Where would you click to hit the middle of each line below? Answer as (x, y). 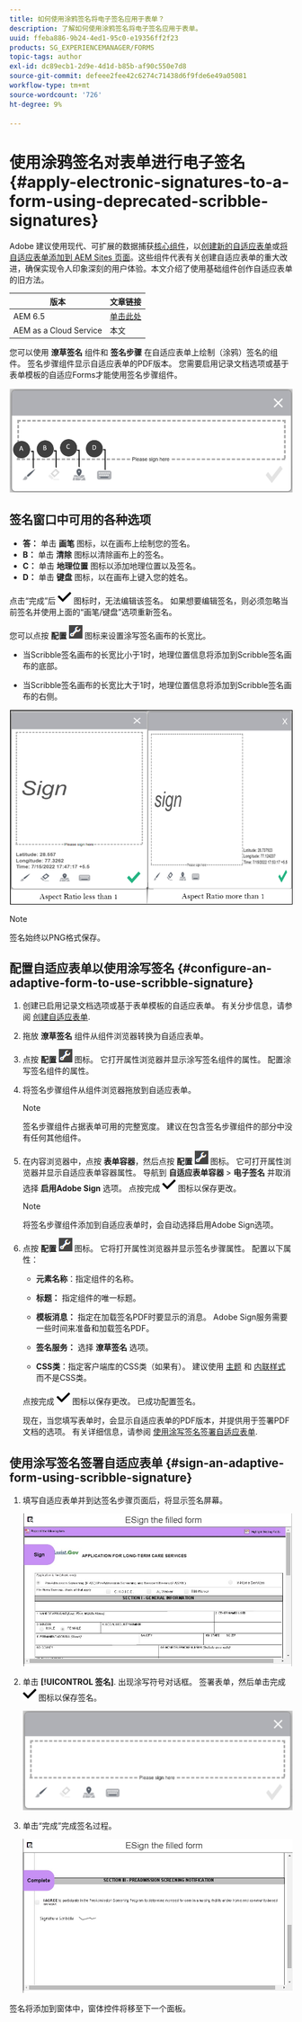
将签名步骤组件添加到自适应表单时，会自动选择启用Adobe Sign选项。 (150, 1225)
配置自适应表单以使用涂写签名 (92, 968)
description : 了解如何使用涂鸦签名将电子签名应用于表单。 (106, 28)
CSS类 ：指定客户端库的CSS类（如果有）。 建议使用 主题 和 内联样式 (160, 1366)
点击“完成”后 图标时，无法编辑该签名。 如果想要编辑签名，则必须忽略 (145, 600)
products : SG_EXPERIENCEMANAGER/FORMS (82, 48)
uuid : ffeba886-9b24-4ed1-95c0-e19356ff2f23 (94, 38)
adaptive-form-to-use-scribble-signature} (132, 983)
